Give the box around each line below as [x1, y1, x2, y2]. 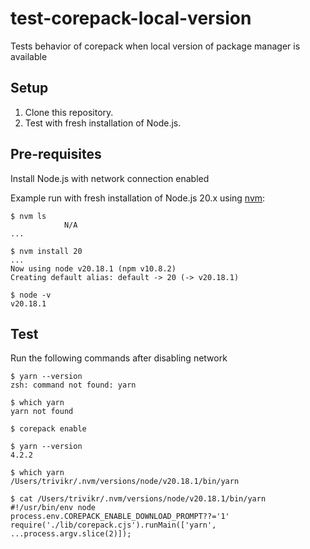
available [10, 50, 48, 62]
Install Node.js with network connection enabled [10, 172, 210, 184]
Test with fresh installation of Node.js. [24, 117, 182, 129]
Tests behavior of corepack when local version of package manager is [10, 40, 301, 52]
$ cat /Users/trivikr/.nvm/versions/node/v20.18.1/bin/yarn [10, 494, 267, 504]
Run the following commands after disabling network [10, 352, 228, 364]
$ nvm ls [10, 211, 47, 221]
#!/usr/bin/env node [10, 503, 97, 513]
